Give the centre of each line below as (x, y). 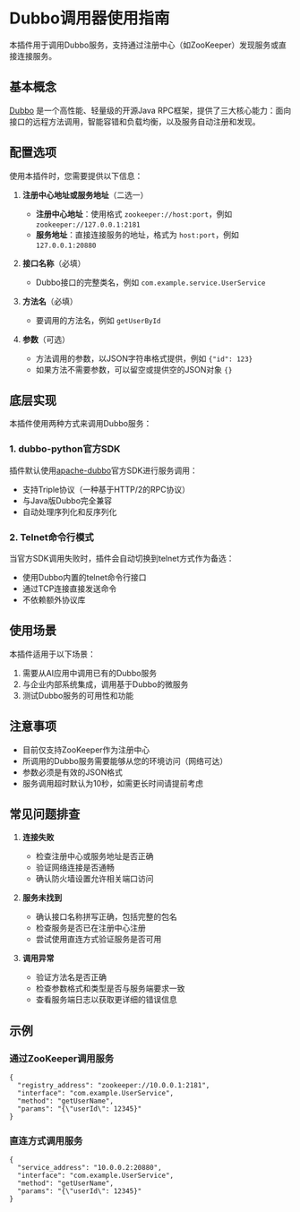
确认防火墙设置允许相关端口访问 (94, 879)
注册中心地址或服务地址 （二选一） (85, 194)
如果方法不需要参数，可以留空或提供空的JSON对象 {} (134, 369)
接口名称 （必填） (54, 263)
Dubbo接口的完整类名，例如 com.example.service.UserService (150, 282)
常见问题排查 (45, 814)
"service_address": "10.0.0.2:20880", (90, 1168)
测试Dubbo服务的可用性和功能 (78, 695)
